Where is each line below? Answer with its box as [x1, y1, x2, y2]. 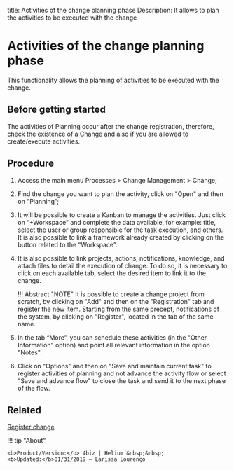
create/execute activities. [7, 137, 81, 146]
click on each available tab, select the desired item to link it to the [17, 269, 207, 277]
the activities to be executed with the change [7, 13, 137, 22]
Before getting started [7, 104, 106, 116]
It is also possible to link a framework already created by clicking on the [17, 233, 225, 241]
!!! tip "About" [7, 436, 46, 445]
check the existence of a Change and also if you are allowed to [7, 130, 189, 138]
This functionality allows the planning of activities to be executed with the [7, 76, 219, 84]
